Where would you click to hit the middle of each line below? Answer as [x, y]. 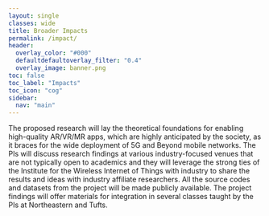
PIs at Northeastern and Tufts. [58, 205]
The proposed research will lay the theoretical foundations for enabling [126, 128]
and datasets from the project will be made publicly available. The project [130, 188]
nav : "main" [36, 105]
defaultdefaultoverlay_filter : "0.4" [79, 61]
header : [21, 46]
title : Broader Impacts [48, 31]
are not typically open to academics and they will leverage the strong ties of [134, 162]
